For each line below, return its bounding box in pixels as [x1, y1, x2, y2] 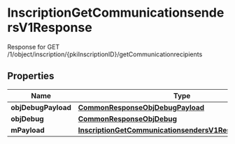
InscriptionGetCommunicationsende [7, 5, 225, 21]
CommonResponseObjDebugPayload [78, 102, 205, 112]
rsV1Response [7, 19, 92, 35]
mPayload [10, 125, 45, 135]
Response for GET [7, 42, 60, 51]
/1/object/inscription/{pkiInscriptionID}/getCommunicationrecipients [7, 50, 203, 58]
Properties [7, 70, 55, 82]
